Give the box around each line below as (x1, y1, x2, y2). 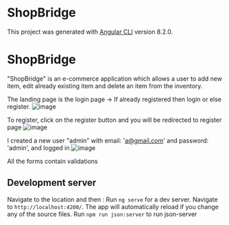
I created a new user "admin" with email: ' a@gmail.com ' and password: (7, 136, 209, 144)
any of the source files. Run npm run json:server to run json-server (7, 210, 197, 218)
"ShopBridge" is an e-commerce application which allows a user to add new (7, 74, 223, 83)
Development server (7, 177, 97, 189)
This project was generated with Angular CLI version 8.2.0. (7, 28, 173, 36)
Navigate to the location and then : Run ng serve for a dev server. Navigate (7, 195, 218, 204)
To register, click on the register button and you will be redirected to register (7, 116, 222, 124)
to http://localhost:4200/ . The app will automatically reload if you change (7, 202, 219, 211)
